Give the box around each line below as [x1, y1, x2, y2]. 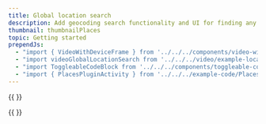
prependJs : [8, 41, 44, 49]
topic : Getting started [8, 33, 87, 42]
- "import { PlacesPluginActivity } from [15, 70, 154, 78]
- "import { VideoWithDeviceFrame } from [15, 48, 154, 56]
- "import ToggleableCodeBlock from [15, 63, 136, 71]
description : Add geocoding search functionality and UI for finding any [8, 19, 257, 27]
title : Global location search [8, 11, 112, 20]
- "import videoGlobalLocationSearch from [15, 56, 158, 64]
